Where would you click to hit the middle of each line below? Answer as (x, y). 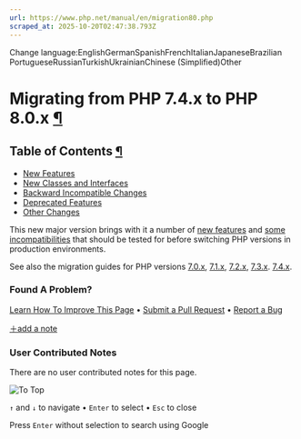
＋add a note (34, 328)
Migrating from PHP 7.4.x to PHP (134, 99)
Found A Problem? (51, 290)
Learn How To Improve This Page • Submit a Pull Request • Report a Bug (146, 309)
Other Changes (51, 212)
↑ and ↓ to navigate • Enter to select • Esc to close (103, 408)
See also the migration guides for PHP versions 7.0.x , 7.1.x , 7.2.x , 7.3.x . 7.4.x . (151, 266)
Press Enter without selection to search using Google (109, 425)
